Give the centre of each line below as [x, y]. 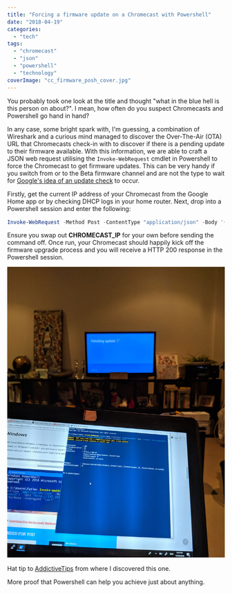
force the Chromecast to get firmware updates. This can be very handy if [111, 165]
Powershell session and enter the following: [69, 208]
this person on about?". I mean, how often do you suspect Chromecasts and [115, 108]
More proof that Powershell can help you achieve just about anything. [106, 582]
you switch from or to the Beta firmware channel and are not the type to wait [116, 173]
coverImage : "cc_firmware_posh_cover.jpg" [69, 80]
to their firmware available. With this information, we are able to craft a [107, 151]
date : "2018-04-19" [35, 22]
